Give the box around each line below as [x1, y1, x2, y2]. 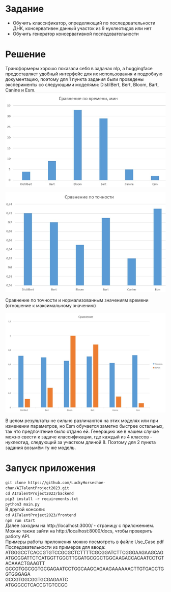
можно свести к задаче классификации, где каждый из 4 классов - [5, 433, 153, 440]
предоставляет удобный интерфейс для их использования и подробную [5, 71, 163, 77]
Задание [5, 3, 44, 15]
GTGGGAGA [5, 571, 31, 577]
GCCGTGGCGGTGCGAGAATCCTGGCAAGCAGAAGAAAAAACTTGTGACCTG [5, 566, 164, 572]
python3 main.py [5, 501, 40, 507]
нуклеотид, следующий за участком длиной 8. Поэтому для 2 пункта [5, 439, 156, 445]
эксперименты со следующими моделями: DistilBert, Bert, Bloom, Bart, [5, 81, 159, 87]
